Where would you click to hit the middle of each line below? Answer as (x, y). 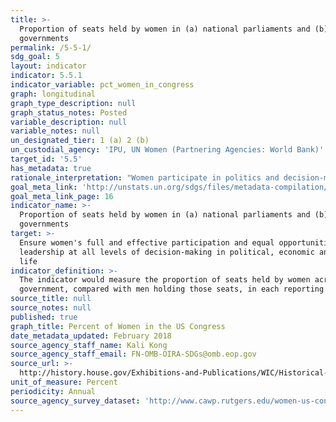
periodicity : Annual (53, 391)
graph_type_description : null (73, 103)
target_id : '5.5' (46, 159)
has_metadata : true (51, 168)
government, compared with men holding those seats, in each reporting (172, 289)
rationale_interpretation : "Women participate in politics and (145, 177)
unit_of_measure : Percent (64, 382)
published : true (44, 317)
